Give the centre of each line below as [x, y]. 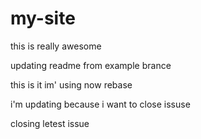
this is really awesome [56, 46]
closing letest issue [50, 123]
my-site [43, 18]
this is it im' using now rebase [71, 84]
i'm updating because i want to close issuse [100, 104]
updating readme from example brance [91, 65]
